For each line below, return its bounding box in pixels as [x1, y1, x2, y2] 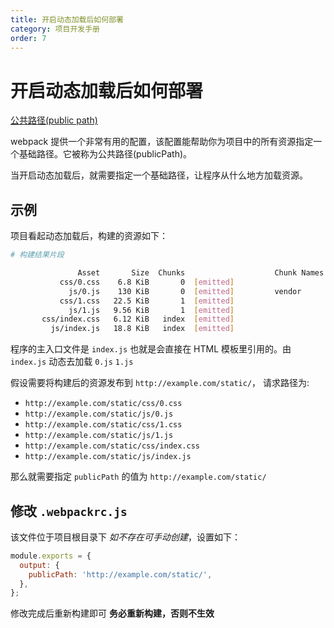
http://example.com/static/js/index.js [24, 452, 192, 462]
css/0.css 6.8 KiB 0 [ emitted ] [59, 277, 235, 287]
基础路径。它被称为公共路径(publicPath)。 [18, 148, 193, 160]
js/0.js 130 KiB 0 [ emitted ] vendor [68, 286, 302, 296]
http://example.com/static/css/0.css [24, 399, 183, 409]
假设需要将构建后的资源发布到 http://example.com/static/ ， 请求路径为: [10, 377, 310, 389]
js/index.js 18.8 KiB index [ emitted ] [50, 324, 235, 334]
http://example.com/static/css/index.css [24, 441, 200, 451]
